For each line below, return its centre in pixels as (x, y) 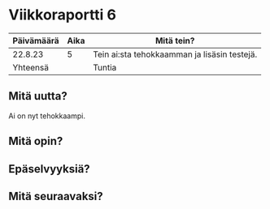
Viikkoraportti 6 (62, 15)
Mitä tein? (175, 41)
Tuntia (105, 67)
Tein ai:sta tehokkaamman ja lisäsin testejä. (175, 54)
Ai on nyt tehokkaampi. (47, 116)
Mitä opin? (36, 141)
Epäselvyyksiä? (50, 169)
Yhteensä (30, 67)
